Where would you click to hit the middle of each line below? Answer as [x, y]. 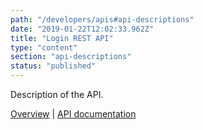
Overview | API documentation [73, 114]
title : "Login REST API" [62, 38]
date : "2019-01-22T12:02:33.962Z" [82, 29]
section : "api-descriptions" [71, 57]
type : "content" [44, 47]
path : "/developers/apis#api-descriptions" [102, 19]
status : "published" [53, 66]
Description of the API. [57, 94]
